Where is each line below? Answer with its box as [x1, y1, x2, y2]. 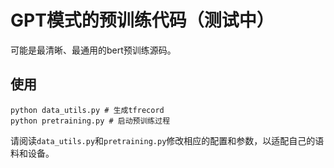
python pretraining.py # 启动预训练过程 [10, 116, 171, 126]
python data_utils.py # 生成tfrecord [10, 105, 165, 115]
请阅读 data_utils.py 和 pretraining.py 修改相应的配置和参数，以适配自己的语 [10, 134, 325, 146]
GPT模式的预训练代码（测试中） [10, 9, 275, 32]
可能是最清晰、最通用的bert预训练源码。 [10, 44, 177, 56]
